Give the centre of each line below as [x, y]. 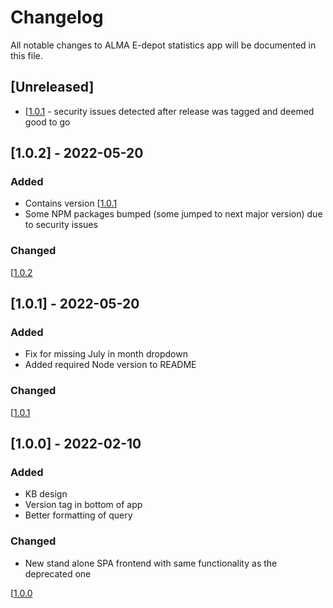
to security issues [61, 225]
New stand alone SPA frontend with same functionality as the [151, 563]
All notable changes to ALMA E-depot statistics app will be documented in [163, 45]
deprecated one [58, 573]
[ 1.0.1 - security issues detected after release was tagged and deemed [169, 111]
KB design [46, 494]
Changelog [57, 17]
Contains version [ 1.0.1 [71, 203]
